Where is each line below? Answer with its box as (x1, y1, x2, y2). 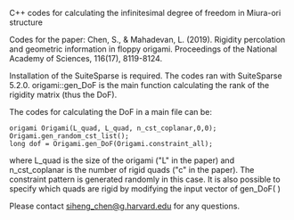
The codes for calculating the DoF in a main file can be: (9, 107, 212, 117)
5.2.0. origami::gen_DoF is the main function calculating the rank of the (9, 80, 270, 90)
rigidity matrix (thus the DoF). (9, 89, 118, 100)
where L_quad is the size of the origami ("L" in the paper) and (9, 155, 234, 166)
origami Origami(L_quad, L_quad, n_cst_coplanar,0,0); (9, 124, 217, 133)
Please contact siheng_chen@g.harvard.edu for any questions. (9, 200, 241, 211)
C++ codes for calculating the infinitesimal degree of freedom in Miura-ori (9, 8, 282, 18)
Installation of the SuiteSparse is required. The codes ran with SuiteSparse (9, 70, 282, 81)
